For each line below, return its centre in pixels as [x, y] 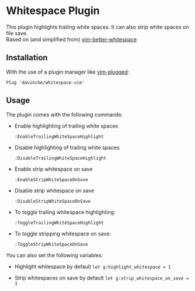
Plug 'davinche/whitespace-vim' [45, 82]
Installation [27, 58]
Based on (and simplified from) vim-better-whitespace [72, 39]
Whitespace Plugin [53, 11]
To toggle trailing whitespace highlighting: [65, 212]
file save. [17, 33]
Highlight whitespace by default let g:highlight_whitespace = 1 [93, 266]
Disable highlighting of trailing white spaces [67, 147]
